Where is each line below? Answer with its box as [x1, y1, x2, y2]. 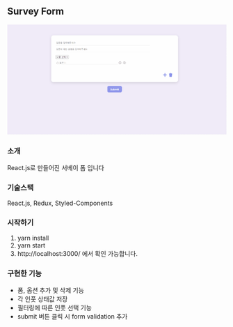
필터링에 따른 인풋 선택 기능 [17, 303, 93, 312]
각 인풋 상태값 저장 [17, 294, 68, 303]
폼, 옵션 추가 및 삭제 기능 [17, 286, 85, 294]
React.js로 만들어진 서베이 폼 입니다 [7, 163, 104, 172]
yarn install [17, 234, 49, 243]
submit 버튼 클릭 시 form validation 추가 [17, 312, 128, 320]
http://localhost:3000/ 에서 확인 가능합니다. [17, 250, 138, 258]
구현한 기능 [7, 268, 42, 278]
